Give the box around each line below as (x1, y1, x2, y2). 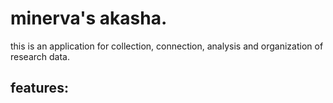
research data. (10, 50, 70, 62)
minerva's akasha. (10, 7, 168, 30)
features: (10, 80, 69, 97)
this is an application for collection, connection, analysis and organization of (10, 40, 324, 52)
